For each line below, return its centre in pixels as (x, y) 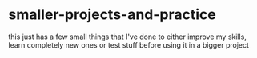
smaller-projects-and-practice (112, 15)
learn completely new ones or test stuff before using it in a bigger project (129, 44)
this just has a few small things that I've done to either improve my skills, (127, 37)
